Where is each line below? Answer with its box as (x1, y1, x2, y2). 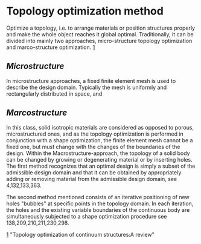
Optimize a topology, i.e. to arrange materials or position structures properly (6, 24, 195, 31)
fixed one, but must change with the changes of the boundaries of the (6, 143, 180, 150)
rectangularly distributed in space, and (6, 90, 103, 97)
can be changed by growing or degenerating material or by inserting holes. (6, 156, 193, 163)
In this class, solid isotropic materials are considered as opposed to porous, (6, 124, 194, 131)
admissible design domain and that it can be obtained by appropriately (6, 168, 182, 176)
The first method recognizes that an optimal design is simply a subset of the (6, 162, 196, 170)
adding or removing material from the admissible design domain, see (6, 175, 177, 182)
